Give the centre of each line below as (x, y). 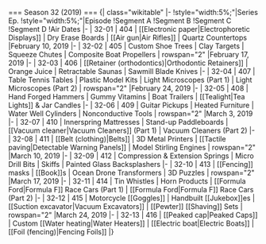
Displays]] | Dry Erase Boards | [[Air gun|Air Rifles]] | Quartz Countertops (128, 37)
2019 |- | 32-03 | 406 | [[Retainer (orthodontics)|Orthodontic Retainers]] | (128, 63)
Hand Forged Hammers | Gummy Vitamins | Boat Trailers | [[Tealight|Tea (127, 97)
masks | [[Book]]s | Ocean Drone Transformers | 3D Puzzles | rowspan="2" (131, 172)
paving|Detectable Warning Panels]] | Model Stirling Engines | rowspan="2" (132, 147)
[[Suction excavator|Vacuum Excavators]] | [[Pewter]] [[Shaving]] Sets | (126, 206)
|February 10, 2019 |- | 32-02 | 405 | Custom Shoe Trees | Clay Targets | (126, 46)
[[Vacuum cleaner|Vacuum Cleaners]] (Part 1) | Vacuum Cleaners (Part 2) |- (132, 130)
